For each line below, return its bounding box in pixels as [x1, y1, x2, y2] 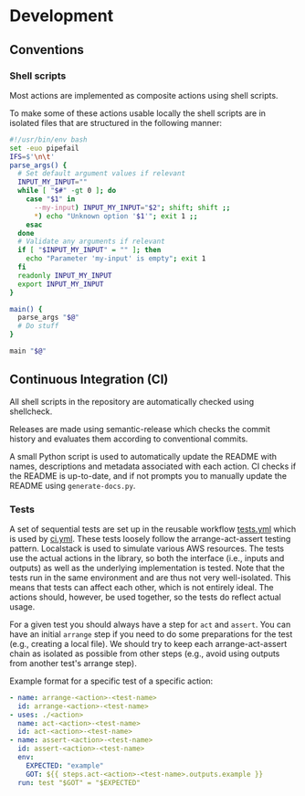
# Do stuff [17, 322, 59, 331]
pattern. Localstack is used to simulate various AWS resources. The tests [9, 543, 285, 554]
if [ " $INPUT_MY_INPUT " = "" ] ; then [17, 246, 162, 255]
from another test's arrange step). [9, 657, 137, 668]
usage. [9, 600, 36, 612]
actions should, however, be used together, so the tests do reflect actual [9, 591, 281, 602]
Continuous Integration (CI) [9, 372, 169, 387]
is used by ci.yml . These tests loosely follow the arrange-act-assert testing [9, 533, 291, 544]
